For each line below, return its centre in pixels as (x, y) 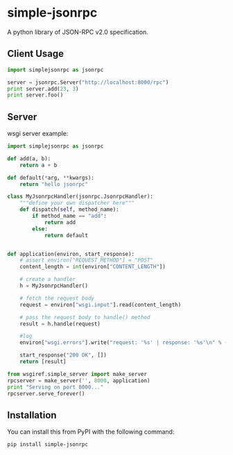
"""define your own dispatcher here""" (77, 203)
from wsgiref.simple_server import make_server (77, 374)
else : (40, 229)
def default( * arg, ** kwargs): (51, 178)
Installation (32, 415)
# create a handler (48, 280)
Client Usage (36, 54)
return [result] (43, 362)
